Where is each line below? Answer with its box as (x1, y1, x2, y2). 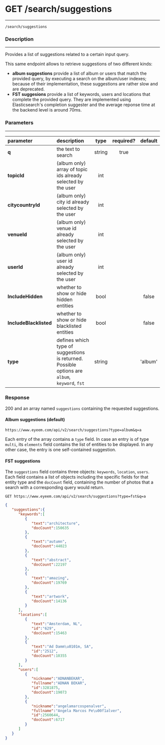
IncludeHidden (7, 293, 43, 300)
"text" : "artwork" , (31, 594, 69, 599)
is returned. (56, 355, 83, 362)
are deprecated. (12, 86, 45, 92)
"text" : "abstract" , (31, 557, 71, 562)
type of (56, 343, 74, 349)
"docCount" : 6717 (31, 717, 65, 722)
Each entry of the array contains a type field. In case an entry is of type (5, 436, 149, 442)
